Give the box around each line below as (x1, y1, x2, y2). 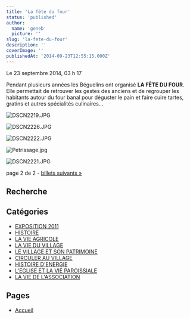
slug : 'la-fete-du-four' (6, 36, 68, 42)
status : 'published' (6, 14, 58, 20)
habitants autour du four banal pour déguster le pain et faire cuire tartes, (6, 94, 184, 101)
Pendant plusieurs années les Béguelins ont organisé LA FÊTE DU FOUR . (6, 81, 185, 88)
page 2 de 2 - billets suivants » (6, 169, 82, 176)
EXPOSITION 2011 (14, 222, 59, 230)
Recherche (6, 187, 48, 197)
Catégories (6, 207, 49, 217)
